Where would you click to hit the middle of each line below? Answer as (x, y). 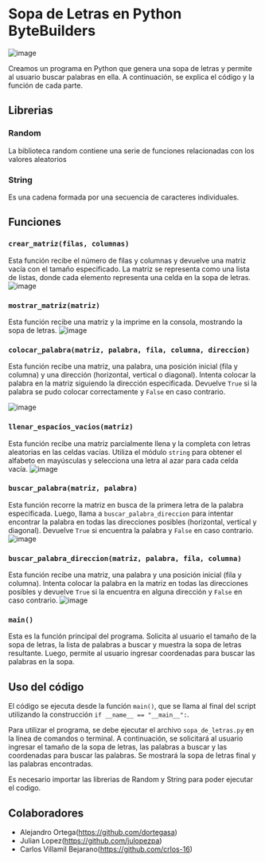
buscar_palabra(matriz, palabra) (73, 488)
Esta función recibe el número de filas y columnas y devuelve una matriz (127, 260)
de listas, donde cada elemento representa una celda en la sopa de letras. (129, 277)
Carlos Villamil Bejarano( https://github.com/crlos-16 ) (106, 849)
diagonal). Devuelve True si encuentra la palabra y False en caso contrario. (131, 530)
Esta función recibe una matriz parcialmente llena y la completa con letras (129, 443)
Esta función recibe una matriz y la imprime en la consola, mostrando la (125, 322)
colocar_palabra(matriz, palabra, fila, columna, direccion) (129, 350)
